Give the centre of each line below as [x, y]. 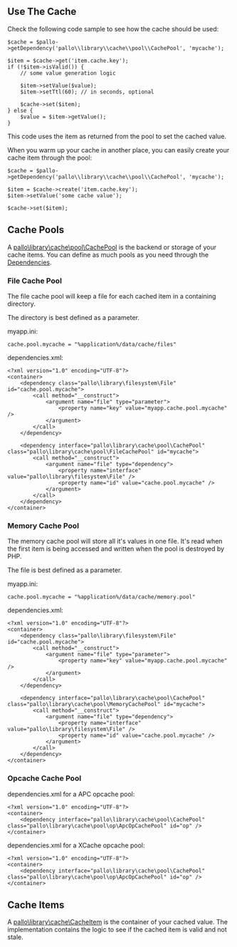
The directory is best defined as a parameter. [74, 317]
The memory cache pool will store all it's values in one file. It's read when [115, 542]
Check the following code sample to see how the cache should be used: [113, 29]
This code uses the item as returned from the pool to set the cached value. [117, 136]
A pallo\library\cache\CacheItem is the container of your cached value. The [117, 922]
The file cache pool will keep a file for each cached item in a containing [112, 296]
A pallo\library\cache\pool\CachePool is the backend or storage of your [112, 247]
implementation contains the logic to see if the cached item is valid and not [117, 930]
